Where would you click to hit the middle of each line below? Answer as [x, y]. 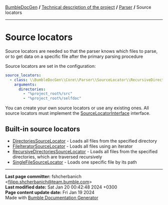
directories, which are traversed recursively [57, 157]
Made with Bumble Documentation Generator [52, 198]
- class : [19, 80]
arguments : [25, 84]
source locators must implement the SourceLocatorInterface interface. [78, 113]
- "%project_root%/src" [48, 94]
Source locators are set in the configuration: [50, 66]
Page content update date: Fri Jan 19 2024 [50, 192]
